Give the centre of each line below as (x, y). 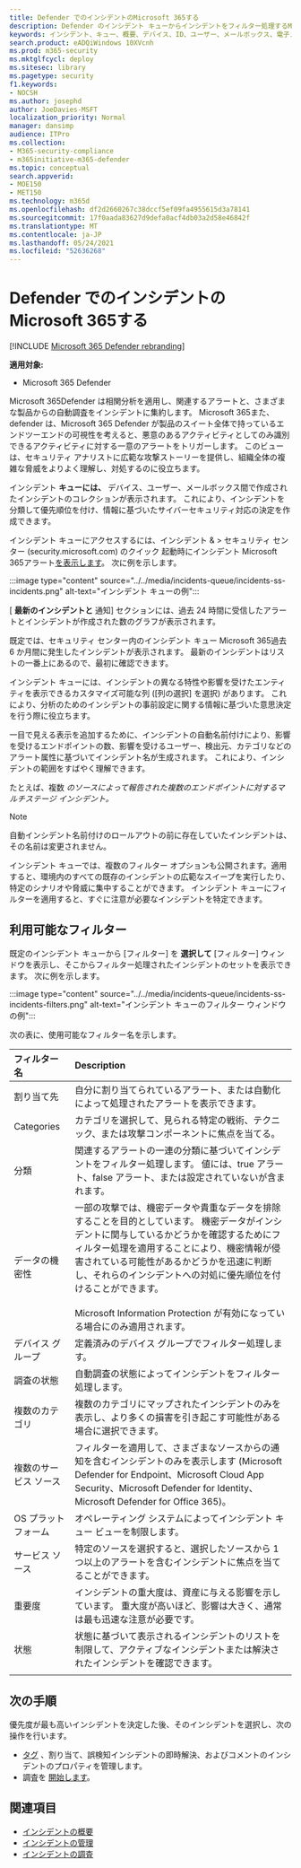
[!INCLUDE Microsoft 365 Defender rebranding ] (97, 346)
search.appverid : (42, 176)
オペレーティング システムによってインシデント (174, 1518)
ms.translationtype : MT (54, 226)
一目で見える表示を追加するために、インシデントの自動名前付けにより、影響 (150, 735)
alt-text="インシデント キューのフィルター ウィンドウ (188, 1004)
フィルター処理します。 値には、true (178, 1164)
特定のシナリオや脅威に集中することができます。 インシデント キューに (141, 888)
